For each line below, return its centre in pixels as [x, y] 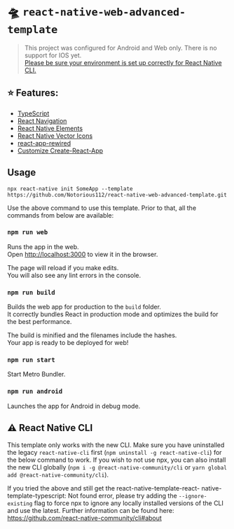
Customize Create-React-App [60, 150]
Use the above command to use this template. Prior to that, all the [102, 208]
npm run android [35, 392]
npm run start [31, 360]
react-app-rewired [44, 143]
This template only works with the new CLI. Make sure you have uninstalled [116, 445]
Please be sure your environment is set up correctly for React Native [123, 62]
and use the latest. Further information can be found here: [91, 510]
